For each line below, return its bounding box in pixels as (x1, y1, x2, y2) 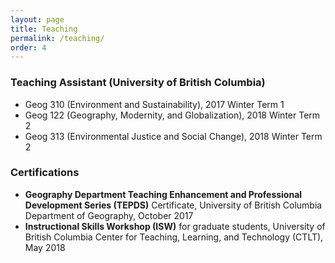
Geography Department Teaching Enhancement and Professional (24, 188, 303, 200)
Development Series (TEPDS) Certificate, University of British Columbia (24, 199, 323, 211)
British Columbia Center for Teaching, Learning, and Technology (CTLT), (24, 231, 324, 243)
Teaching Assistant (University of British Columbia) (10, 76, 266, 90)
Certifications (10, 166, 80, 180)
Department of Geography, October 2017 (24, 209, 194, 221)
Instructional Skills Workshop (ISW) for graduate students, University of (24, 220, 326, 232)
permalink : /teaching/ (10, 33, 105, 43)
